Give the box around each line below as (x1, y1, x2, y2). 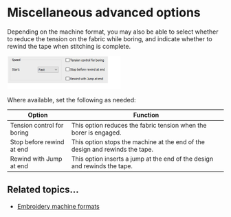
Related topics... (7, 184, 79, 196)
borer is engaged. (71, 128, 122, 137)
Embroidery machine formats (16, 202, 100, 210)
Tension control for (10, 121, 64, 129)
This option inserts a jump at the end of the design (71, 155, 214, 163)
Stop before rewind (10, 137, 65, 146)
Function (133, 111, 159, 119)
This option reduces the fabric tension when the (71, 121, 207, 129)
